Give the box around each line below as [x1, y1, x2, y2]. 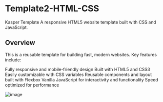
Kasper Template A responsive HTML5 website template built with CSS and [5, 19, 156, 25]
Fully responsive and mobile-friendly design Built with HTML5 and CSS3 [5, 66, 150, 72]
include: [5, 57, 21, 63]
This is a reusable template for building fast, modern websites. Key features [5, 51, 157, 57]
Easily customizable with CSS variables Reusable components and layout [5, 72, 152, 77]
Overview [5, 39, 36, 47]
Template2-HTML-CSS [5, 3, 99, 14]
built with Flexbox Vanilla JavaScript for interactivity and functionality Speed [5, 76, 159, 82]
